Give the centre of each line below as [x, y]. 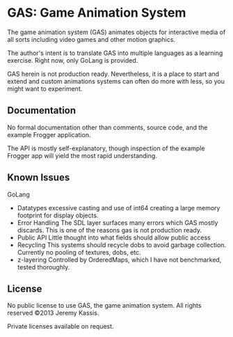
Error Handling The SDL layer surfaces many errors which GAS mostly [118, 222]
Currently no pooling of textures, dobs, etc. [79, 252]
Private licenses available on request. [61, 327]
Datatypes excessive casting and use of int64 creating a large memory [119, 207]
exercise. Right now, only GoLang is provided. [73, 60]
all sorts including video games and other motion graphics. [91, 39]
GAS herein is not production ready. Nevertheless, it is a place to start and [113, 74]
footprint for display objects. [58, 215]
